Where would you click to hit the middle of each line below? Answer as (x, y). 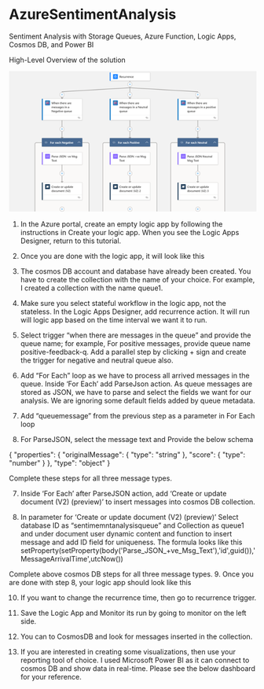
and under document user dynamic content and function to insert (126, 533)
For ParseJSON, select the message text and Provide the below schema (137, 439)
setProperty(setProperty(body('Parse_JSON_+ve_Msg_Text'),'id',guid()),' (138, 550)
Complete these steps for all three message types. (90, 478)
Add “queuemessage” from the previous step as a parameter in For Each (137, 415)
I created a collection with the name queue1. (92, 288)
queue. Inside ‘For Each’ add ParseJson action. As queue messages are (136, 384)
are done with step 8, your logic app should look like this (100, 582)
